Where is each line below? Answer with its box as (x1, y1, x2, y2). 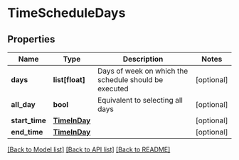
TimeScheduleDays (7, 5, 126, 21)
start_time (11, 115, 46, 125)
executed (97, 84, 129, 93)
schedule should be (97, 75, 164, 84)
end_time (11, 127, 43, 137)
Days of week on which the (97, 66, 188, 76)
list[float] (53, 75, 85, 84)
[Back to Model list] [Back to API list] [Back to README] (7, 145, 171, 154)
